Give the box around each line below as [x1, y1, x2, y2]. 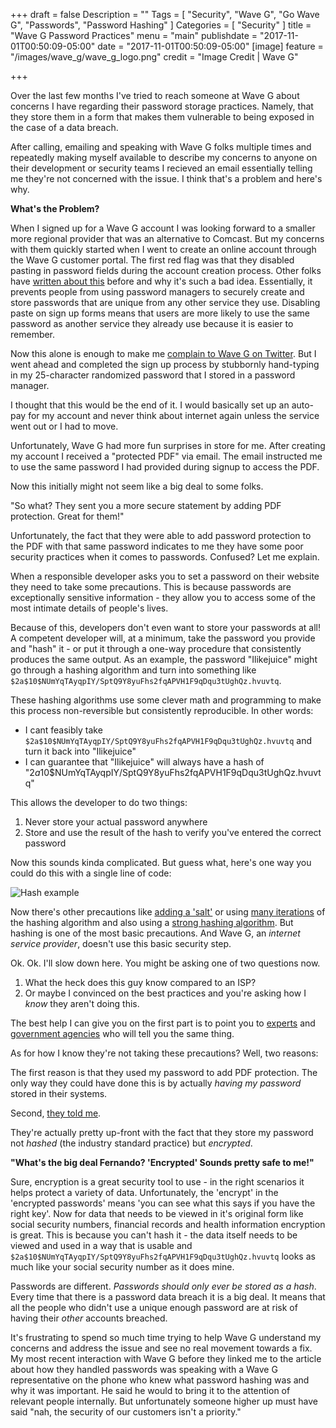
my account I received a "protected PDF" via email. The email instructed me [10, 450, 323, 462]
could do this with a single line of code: [10, 867, 172, 879]
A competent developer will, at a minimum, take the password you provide [10, 632, 316, 644]
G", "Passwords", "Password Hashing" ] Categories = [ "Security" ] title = [10, 19, 312, 31]
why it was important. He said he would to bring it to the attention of [10, 1385, 291, 1396]
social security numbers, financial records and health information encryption [10, 1219, 326, 1230]
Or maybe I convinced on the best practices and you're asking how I [24, 987, 307, 999]
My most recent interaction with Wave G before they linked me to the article [10, 1353, 322, 1364]
